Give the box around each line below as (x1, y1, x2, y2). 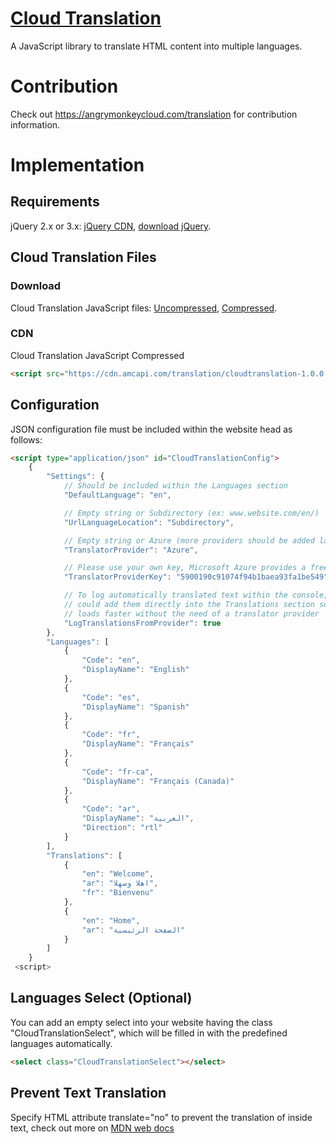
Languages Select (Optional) (10, 990, 193, 1007)
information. (10, 118, 61, 131)
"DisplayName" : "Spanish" (81, 702, 190, 712)
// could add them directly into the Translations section (63, 600, 315, 610)
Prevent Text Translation (10, 1085, 167, 1102)
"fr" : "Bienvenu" (81, 888, 155, 898)
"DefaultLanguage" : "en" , (63, 490, 172, 501)
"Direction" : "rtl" (81, 823, 163, 833)
